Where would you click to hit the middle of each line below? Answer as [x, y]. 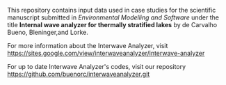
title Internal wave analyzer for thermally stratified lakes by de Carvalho [112, 25]
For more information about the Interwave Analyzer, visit [88, 46]
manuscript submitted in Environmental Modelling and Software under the [113, 17]
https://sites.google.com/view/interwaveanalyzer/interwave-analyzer [106, 53]
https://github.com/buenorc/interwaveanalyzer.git [79, 74]
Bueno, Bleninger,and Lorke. [48, 32]
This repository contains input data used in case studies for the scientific [112, 10]
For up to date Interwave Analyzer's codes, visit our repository [97, 67]
